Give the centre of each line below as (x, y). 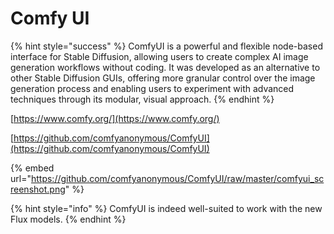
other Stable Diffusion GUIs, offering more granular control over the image (163, 78)
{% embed (32, 168)
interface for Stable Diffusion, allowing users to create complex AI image (159, 56)
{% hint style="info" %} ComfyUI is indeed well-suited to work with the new (166, 208)
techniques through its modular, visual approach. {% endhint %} (142, 99)
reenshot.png (38, 189)
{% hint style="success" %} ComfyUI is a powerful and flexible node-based (166, 46)
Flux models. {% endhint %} (68, 219)
